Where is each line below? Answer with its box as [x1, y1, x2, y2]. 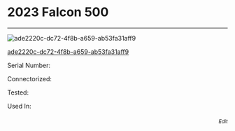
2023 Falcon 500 [7, 4, 109, 20]
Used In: [7, 102, 31, 110]
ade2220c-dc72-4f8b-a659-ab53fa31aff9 [7, 47, 129, 56]
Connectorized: [7, 74, 52, 83]
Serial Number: [7, 61, 51, 69]
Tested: [7, 88, 29, 97]
